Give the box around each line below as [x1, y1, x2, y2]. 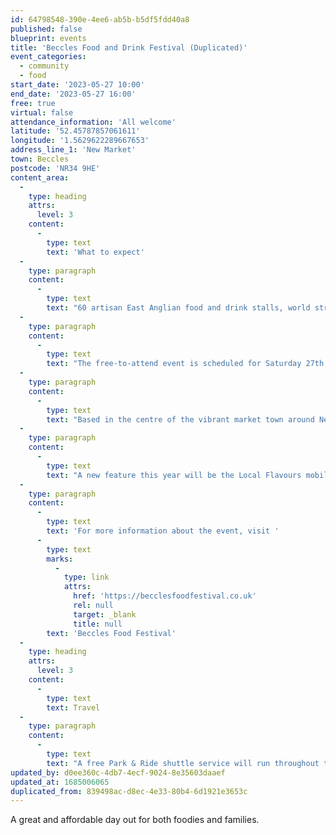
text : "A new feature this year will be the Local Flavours [46, 470, 302, 480]
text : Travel [46, 702, 101, 713]
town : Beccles [10, 154, 70, 164]
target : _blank [73, 609, 137, 620]
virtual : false [10, 107, 74, 118]
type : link [63, 572, 110, 583]
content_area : [10, 172, 70, 183]
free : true [10, 98, 56, 108]
